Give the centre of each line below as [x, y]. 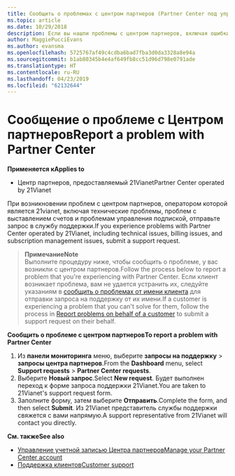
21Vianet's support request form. [65, 393]
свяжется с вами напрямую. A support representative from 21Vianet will [122, 415]
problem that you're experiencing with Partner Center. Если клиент [121, 276]
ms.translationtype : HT [42, 66]
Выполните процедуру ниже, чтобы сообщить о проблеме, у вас [121, 262]
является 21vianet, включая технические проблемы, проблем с [102, 211]
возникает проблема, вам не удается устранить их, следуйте [116, 284]
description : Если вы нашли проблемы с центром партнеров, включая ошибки [119, 33]
